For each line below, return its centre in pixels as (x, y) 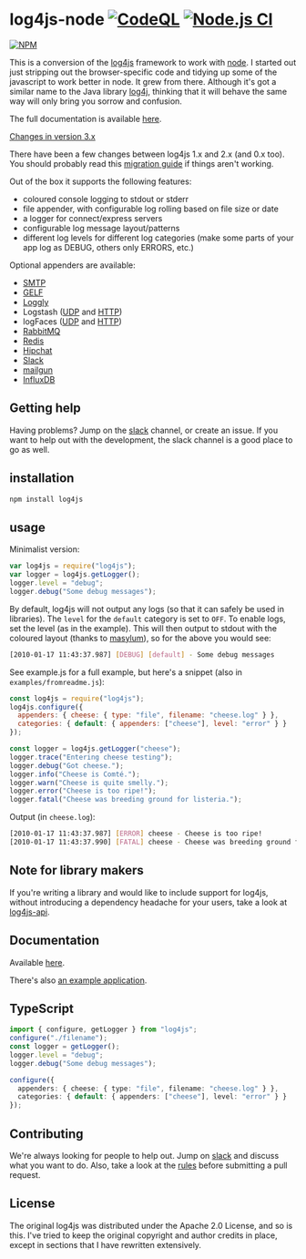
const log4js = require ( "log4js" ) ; (77, 698)
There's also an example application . (78, 980)
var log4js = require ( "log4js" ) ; (73, 566)
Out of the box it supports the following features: (101, 181)
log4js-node (57, 20)
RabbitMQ (41, 331)
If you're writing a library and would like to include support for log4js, (139, 892)
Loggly (36, 302)
